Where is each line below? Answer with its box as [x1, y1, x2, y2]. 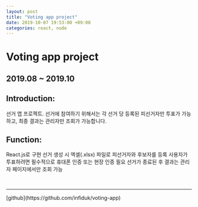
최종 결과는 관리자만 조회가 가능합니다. [18, 117, 107, 124]
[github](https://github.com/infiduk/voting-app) [6, 195, 121, 202]
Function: [6, 135, 42, 145]
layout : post [6, 8, 38, 15]
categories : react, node [6, 25, 67, 31]
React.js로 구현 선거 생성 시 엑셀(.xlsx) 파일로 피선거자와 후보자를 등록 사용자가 [6, 151, 188, 158]
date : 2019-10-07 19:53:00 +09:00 [6, 19, 91, 25]
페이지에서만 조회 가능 [12, 166, 63, 173]
